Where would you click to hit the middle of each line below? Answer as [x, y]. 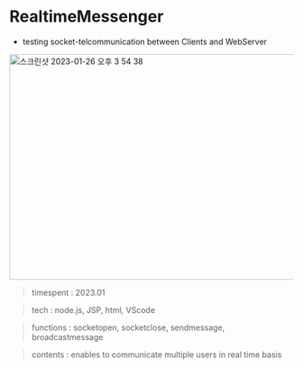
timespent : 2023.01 [68, 292]
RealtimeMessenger [87, 17]
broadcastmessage [67, 337]
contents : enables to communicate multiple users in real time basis [156, 355]
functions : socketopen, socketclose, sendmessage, [128, 327]
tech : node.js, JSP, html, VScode [93, 309]
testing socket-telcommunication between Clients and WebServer [145, 42]
